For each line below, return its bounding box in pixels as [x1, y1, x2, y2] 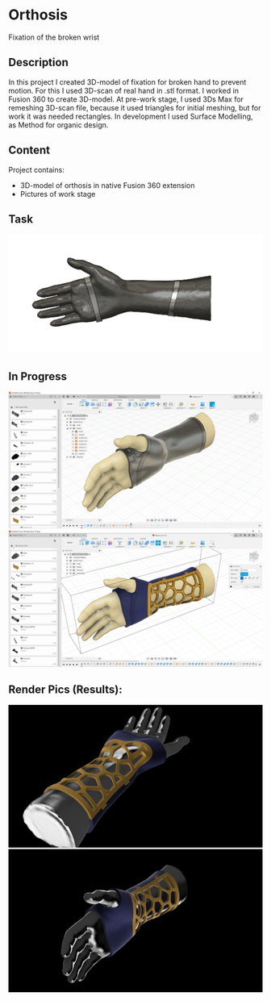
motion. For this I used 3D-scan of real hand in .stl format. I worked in [8, 86, 240, 95]
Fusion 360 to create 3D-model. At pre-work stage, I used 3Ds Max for [8, 94, 244, 104]
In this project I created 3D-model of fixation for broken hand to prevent [8, 77, 247, 86]
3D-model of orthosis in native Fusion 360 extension [19, 180, 195, 190]
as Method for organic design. [8, 119, 109, 130]
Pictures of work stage [19, 189, 96, 198]
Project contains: [8, 165, 65, 174]
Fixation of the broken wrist [8, 32, 100, 42]
